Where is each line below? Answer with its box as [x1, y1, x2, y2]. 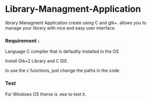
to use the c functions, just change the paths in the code [5, 67, 120, 73]
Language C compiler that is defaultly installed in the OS [5, 48, 119, 55]
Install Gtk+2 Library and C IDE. [5, 58, 69, 64]
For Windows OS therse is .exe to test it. [5, 91, 86, 97]
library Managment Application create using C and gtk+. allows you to [5, 20, 147, 26]
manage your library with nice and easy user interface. [5, 25, 116, 31]
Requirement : [5, 37, 40, 44]
